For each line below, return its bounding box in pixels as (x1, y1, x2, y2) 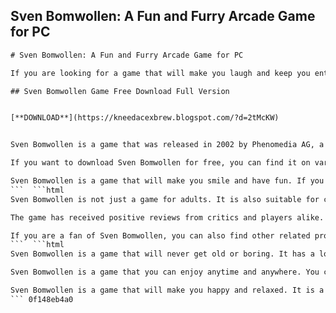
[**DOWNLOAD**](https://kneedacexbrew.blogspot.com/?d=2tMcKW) (10, 113, 280, 123)
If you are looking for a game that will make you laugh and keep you (10, 68, 311, 78)
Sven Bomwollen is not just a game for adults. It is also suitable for (10, 194, 320, 204)
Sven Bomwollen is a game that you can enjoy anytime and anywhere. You (10, 267, 320, 278)
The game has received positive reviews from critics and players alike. (10, 212, 325, 223)
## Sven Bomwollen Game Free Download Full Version (10, 86, 230, 96)
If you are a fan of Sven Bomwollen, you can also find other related (10, 230, 311, 241)
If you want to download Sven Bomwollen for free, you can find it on (10, 158, 311, 168)
